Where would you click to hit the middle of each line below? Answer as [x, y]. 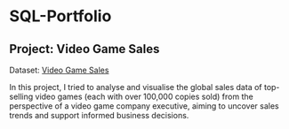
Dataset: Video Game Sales [59, 70]
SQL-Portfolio [60, 16]
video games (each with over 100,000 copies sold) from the [144, 96]
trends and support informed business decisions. [99, 115]
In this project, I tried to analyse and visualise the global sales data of [136, 87]
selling [21, 96]
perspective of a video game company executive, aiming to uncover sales [144, 106]
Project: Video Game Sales [84, 49]
